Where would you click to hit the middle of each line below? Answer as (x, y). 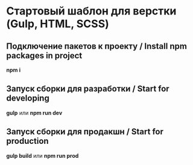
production (28, 141)
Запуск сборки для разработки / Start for (88, 89)
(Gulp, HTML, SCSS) (58, 24)
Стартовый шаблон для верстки (91, 11)
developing (28, 98)
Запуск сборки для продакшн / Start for (85, 132)
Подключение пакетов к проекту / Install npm (96, 46)
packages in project (44, 55)
